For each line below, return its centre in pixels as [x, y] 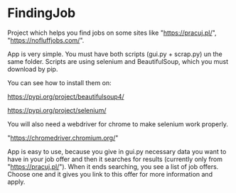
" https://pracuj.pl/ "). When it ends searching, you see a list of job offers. [113, 166]
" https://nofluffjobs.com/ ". [46, 40]
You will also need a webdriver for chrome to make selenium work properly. [118, 124]
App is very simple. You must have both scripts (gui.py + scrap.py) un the [115, 54]
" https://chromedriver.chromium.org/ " [63, 138]
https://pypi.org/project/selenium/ [57, 110]
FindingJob [42, 13]
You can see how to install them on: [59, 82]
